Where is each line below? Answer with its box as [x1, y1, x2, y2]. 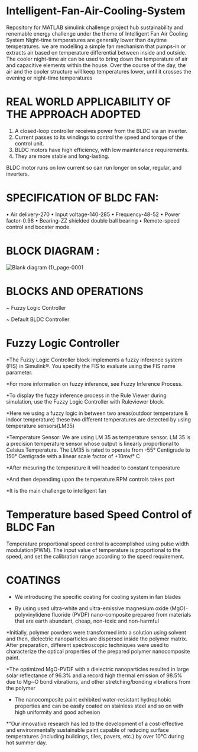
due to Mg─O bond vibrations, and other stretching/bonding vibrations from [6, 678, 191, 685]
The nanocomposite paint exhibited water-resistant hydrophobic [14, 696, 171, 703]
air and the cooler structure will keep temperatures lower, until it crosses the [6, 68, 191, 75]
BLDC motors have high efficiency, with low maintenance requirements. [14, 146, 189, 153]
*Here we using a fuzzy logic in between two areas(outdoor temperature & [6, 410, 189, 417]
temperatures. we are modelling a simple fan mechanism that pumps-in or [6, 43, 186, 50]
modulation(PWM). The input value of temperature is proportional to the [6, 546, 181, 553]
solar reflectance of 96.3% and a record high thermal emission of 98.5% [6, 672, 183, 679]
